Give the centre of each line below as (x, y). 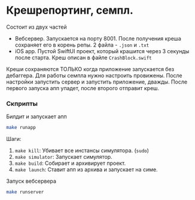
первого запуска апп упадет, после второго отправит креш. (83, 88)
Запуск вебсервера (31, 181)
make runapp (21, 128)
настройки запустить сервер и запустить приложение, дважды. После (97, 82)
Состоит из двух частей (36, 27)
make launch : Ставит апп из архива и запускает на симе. (86, 170)
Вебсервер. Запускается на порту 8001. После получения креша (98, 38)
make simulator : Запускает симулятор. (63, 157)
